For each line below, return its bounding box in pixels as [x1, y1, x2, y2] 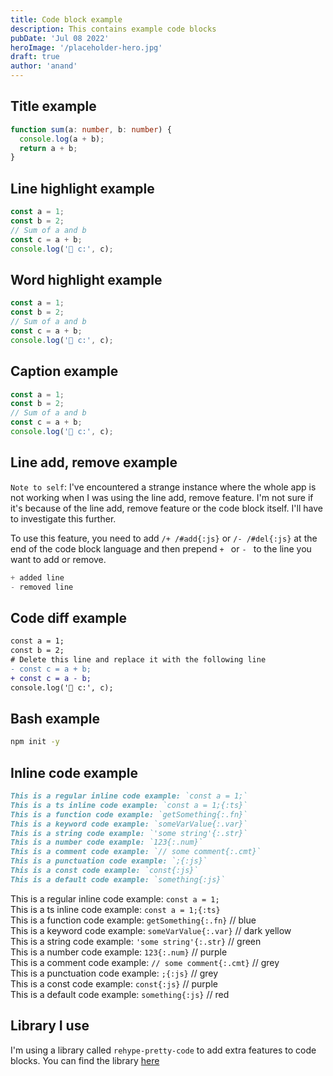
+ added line [10, 572, 65, 583]
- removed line [10, 582, 74, 592]
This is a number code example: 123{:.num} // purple [10, 946, 228, 958]
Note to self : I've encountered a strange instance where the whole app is [10, 481, 317, 493]
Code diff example [10, 609, 127, 626]
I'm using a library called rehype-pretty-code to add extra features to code [10, 1044, 317, 1056]
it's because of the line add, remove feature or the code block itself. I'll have [10, 502, 323, 514]
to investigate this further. [10, 512, 117, 525]
